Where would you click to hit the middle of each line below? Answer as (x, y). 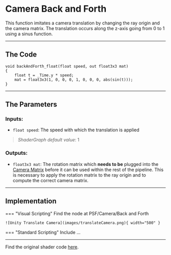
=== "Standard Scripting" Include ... (43, 232)
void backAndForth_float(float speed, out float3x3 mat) (67, 66)
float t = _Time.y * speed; (44, 75)
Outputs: (17, 153)
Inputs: (14, 119)
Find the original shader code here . (42, 247)
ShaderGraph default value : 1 (49, 140)
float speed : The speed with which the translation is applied (76, 130)
